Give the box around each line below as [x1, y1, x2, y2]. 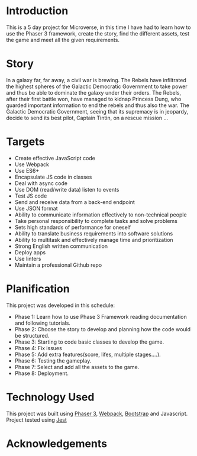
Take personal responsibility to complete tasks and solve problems [14, 217, 177, 224]
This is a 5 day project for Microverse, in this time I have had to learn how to [6, 24, 191, 31]
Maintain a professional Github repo [14, 261, 102, 269]
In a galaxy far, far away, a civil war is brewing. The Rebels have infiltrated [6, 76, 186, 83]
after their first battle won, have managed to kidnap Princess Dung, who [6, 95, 182, 102]
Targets [6, 135, 45, 148]
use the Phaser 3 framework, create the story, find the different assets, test [6, 30, 190, 37]
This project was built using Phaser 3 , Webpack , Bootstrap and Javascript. [6, 410, 188, 417]
